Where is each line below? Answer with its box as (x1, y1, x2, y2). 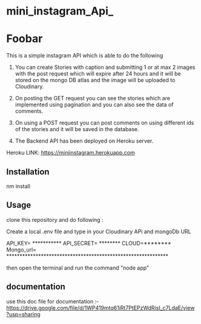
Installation (6, 166, 50, 177)
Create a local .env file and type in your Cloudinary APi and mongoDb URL (6, 228, 192, 235)
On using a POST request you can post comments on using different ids (15, 119, 194, 126)
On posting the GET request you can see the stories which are (15, 95, 171, 102)
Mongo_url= (6, 246, 37, 253)
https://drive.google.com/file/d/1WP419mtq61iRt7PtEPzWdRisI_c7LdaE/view (6, 304, 195, 311)
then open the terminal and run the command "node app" (6, 264, 150, 271)
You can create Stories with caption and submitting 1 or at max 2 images (15, 63, 196, 71)
